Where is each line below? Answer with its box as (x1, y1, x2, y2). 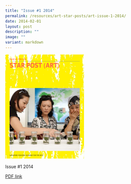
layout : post (5, 24, 32, 29)
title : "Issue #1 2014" (5, 8, 55, 13)
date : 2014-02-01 (5, 19, 41, 24)
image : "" (5, 35, 26, 40)
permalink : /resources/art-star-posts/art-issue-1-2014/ (5, 13, 126, 19)
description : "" (5, 29, 39, 35)
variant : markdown (5, 40, 43, 45)
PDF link (5, 173, 22, 179)
